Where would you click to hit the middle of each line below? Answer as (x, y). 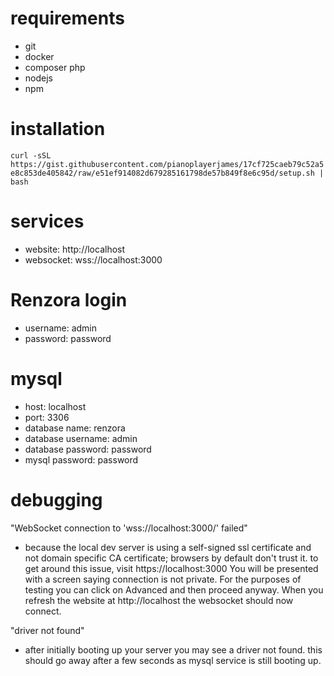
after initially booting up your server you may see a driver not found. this (173, 649)
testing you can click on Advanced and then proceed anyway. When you (174, 589)
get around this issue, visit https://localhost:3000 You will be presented (171, 568)
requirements (67, 18)
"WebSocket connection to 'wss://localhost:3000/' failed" (129, 528)
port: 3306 (47, 417)
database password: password (88, 449)
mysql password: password (81, 459)
